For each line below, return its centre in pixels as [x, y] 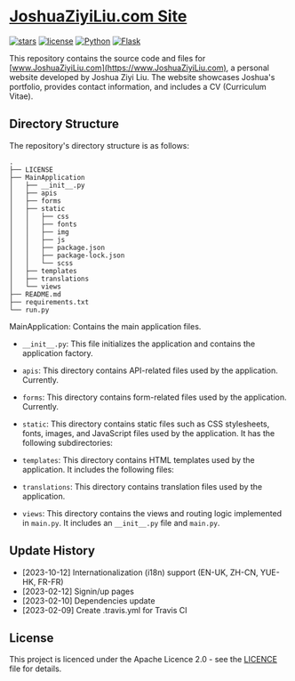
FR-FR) [51, 581]
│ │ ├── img [39, 232]
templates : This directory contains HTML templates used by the [138, 459]
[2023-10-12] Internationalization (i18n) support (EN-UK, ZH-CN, [140, 572]
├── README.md [36, 294]
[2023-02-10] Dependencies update [88, 600]
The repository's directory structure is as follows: [99, 145]
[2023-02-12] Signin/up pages [78, 591]
